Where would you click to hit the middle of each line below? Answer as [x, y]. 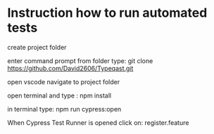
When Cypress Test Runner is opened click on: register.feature [98, 122]
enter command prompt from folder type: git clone [80, 60]
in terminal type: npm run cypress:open [64, 109]
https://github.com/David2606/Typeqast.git [70, 68]
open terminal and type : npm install [59, 95]
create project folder [37, 47]
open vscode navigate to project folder [64, 81]
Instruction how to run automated [107, 13]
